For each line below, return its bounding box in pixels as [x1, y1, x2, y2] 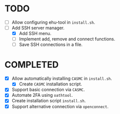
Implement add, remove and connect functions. [19, 36, 116, 42]
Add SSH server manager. [11, 25, 65, 31]
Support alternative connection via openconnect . [11, 103, 109, 109]
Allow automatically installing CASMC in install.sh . [11, 76, 112, 81]
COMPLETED [4, 59, 59, 71]
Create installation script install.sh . [11, 98, 86, 104]
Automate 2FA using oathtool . [11, 92, 73, 98]
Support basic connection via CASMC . [11, 87, 85, 93]
